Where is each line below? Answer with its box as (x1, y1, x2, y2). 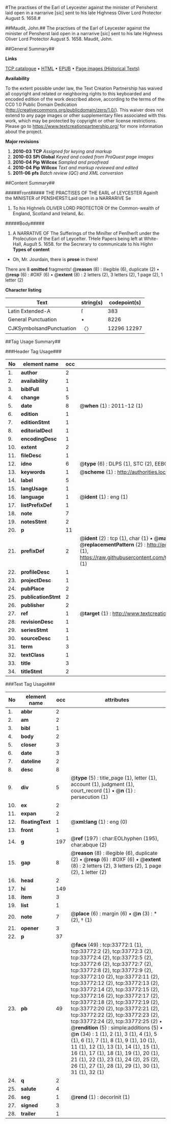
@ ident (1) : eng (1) (79, 493, 128, 500)
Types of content (12, 247, 50, 252)
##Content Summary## (5, 180, 55, 186)
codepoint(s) (108, 299, 141, 306)
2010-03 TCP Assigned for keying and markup (12, 148, 112, 154)
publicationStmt (21, 593, 61, 600)
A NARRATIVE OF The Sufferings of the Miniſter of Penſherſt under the (12, 230, 160, 236)
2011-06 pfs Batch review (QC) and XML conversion (12, 170, 124, 176)
